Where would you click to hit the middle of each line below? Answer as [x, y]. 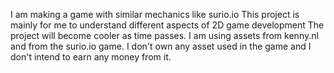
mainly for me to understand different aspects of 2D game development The [167, 25]
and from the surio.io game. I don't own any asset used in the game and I [161, 46]
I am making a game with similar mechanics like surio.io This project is [155, 14]
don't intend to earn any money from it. [91, 57]
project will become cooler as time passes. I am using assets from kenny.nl [164, 35]
